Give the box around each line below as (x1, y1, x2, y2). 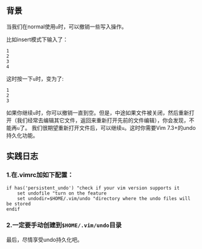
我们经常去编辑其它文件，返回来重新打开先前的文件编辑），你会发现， (16, 117, 189, 124)
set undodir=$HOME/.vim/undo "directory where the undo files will (17, 195, 191, 201)
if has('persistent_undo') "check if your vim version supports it (6, 185, 180, 191)
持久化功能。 (6, 132, 38, 139)
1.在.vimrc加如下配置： (6, 171, 74, 179)
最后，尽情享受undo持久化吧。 (6, 236, 83, 243)
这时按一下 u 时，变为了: (6, 75, 64, 82)
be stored (6, 201, 31, 207)
